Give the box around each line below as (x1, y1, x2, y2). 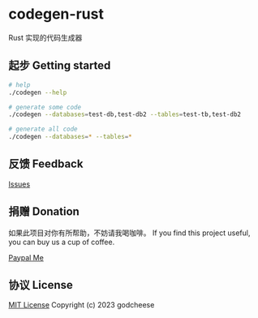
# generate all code (8, 125, 79, 134)
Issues (8, 179, 31, 189)
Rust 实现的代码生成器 (8, 32, 83, 42)
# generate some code (8, 103, 82, 111)
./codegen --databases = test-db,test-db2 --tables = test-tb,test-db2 (8, 110, 242, 118)
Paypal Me (8, 252, 45, 262)
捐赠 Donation (8, 204, 80, 219)
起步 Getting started (8, 58, 111, 73)
